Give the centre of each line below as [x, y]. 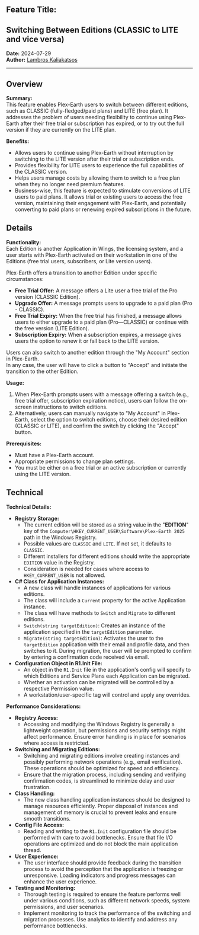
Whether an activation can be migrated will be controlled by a [98, 682]
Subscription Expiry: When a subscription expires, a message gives [98, 334]
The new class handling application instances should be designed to [107, 799]
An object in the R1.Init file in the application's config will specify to [107, 669]
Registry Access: [36, 717]
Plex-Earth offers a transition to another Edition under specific [82, 273]
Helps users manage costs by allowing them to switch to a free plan [97, 178]
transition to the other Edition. [42, 371]
